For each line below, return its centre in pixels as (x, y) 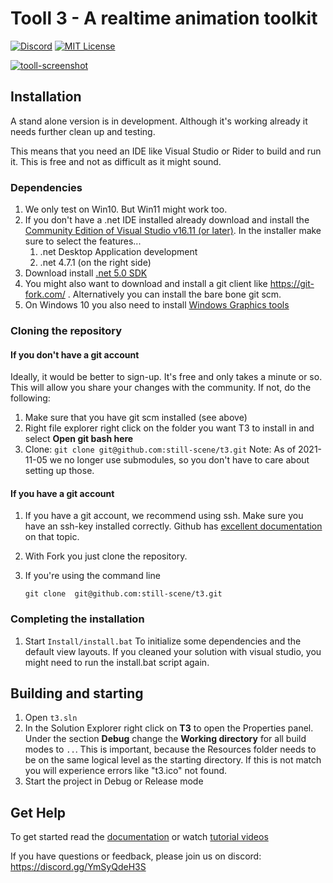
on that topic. (52, 537)
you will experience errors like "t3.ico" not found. (126, 771)
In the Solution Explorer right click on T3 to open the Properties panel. (169, 728)
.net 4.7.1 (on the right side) (95, 263)
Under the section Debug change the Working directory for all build (165, 739)
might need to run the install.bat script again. (117, 662)
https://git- (292, 284)
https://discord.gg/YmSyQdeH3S (78, 867)
